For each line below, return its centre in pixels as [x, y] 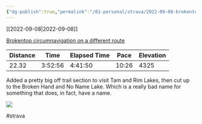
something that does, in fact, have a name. [59, 93]
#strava [16, 116]
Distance [22, 55]
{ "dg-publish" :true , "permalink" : [48, 12]
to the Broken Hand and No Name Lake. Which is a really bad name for [94, 86]
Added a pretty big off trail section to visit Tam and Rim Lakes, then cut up [98, 80]
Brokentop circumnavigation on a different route [66, 40]
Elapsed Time [90, 55]
